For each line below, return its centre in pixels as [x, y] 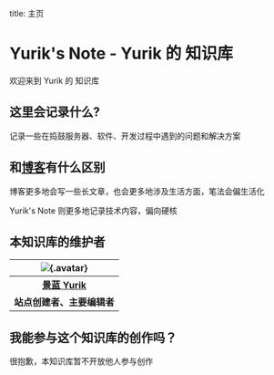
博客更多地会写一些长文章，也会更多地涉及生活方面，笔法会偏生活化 [137, 191]
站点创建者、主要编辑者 [65, 302]
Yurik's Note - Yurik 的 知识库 [122, 54]
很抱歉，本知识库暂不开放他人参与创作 [81, 361]
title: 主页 [27, 13]
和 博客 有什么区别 [57, 167]
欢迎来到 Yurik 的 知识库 [55, 80]
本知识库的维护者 [57, 241]
